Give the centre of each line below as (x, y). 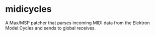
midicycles (28, 9)
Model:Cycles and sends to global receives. (51, 28)
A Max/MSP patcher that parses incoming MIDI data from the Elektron (77, 23)
